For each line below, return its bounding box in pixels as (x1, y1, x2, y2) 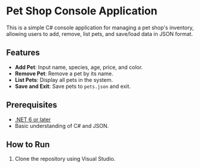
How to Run (6, 139, 50, 149)
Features (6, 48, 40, 58)
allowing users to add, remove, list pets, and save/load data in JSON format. (6, 30, 193, 37)
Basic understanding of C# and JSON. (14, 122, 109, 129)
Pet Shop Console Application (6, 4, 158, 18)
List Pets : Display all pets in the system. (14, 76, 113, 83)
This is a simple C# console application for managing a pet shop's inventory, (6, 24, 194, 31)
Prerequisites (6, 100, 57, 110)
